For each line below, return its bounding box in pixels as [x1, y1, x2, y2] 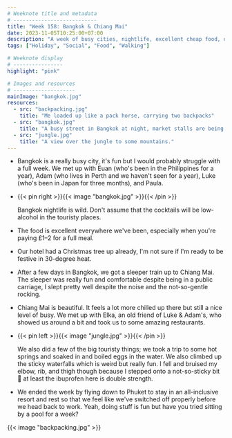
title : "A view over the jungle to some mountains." [19, 138, 175, 145]
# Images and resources [7, 80, 76, 87]
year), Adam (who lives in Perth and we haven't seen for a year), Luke [17, 172, 216, 180]
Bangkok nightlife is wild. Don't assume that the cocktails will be [17, 206, 200, 215]
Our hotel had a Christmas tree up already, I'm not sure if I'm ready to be [17, 247, 224, 256]
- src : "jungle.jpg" [13, 131, 72, 138]
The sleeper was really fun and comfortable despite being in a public [17, 275, 213, 284]
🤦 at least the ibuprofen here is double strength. [17, 374, 153, 383]
